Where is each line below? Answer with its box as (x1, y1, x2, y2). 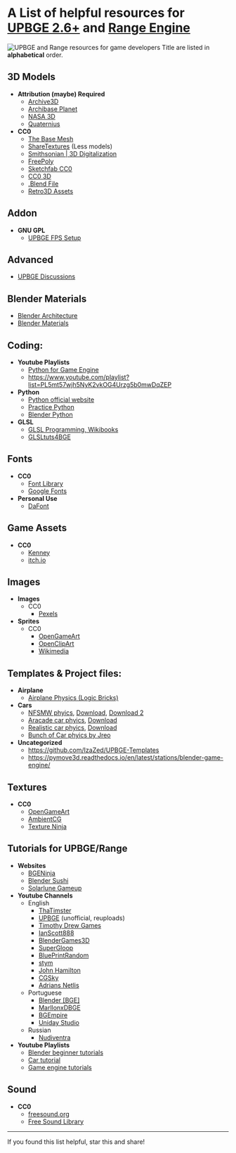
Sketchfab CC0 (27, 164, 72, 173)
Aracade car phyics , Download (27, 716, 117, 725)
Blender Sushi (27, 876, 69, 884)
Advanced (7, 253, 54, 265)
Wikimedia (38, 647, 69, 656)
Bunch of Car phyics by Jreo (27, 731, 111, 739)
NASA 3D (27, 112, 56, 120)
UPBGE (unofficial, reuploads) (38, 913, 125, 922)
